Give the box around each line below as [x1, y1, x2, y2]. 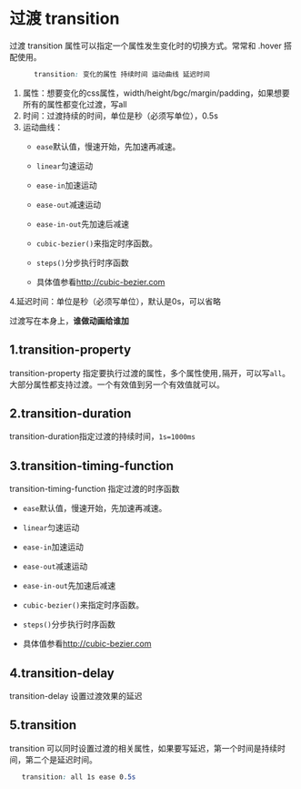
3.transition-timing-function [9, 457, 175, 474]
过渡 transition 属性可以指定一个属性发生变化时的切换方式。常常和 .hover [9, 40, 282, 51]
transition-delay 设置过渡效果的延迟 [9, 691, 143, 702]
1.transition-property [9, 343, 132, 358]
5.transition [9, 717, 77, 733]
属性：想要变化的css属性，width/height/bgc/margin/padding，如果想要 [22, 87, 291, 98]
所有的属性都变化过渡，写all [22, 98, 127, 109]
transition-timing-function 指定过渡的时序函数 [9, 484, 180, 495]
